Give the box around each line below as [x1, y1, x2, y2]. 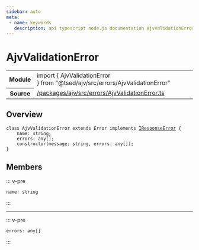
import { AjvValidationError [36, 72, 111, 80]
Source [9, 89, 31, 98]
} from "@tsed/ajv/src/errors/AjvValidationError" [36, 79, 171, 87]
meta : [6, 14, 20, 20]
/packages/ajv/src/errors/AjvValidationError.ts [36, 89, 165, 97]
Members [6, 162, 43, 172]
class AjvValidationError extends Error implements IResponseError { [6, 125, 182, 131]
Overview [6, 110, 43, 120]
